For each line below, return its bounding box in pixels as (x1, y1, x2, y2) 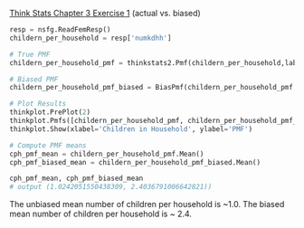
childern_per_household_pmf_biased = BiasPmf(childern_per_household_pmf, (9, 83, 298, 92)
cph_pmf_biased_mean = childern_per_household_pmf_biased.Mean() (9, 157, 261, 166)
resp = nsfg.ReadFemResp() (9, 25, 111, 34)
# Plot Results (9, 100, 67, 109)
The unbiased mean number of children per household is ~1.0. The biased (9, 199, 285, 210)
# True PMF (9, 50, 51, 59)
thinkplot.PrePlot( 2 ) (9, 108, 91, 117)
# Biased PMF (9, 74, 59, 84)
